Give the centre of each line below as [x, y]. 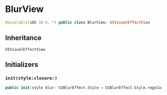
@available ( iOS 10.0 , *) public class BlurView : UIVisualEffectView [78, 22]
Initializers [22, 65]
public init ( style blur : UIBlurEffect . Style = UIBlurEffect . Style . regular [84, 88]
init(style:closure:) [31, 78]
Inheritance [23, 38]
